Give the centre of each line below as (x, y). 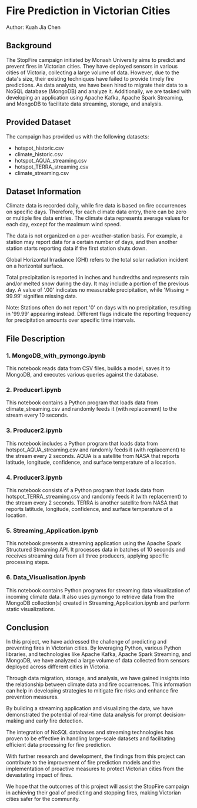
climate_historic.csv (39, 154)
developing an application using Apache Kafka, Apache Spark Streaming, (95, 97)
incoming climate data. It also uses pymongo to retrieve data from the (90, 596)
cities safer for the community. (43, 799)
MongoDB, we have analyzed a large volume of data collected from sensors (98, 661)
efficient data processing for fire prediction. (59, 745)
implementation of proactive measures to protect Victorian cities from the (95, 769)
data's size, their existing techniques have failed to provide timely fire (90, 78)
